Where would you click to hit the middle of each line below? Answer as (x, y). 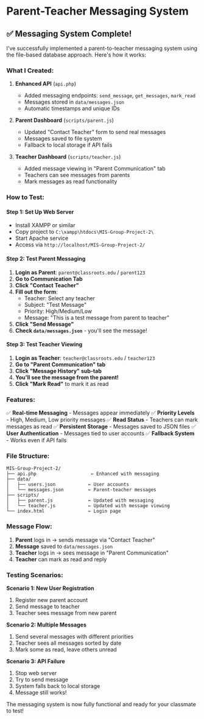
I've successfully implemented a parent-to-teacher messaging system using (102, 48)
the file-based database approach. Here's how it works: (76, 55)
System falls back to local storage (58, 686)
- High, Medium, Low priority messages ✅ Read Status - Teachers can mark (102, 420)
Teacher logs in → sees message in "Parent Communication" (92, 553)
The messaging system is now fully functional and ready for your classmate (101, 704)
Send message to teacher (47, 606)
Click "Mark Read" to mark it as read (62, 384)
